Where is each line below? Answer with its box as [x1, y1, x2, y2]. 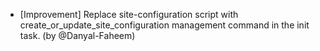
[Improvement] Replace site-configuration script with [19, 9, 239, 20]
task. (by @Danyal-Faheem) [19, 30, 136, 41]
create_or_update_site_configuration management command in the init [19, 19, 310, 31]
